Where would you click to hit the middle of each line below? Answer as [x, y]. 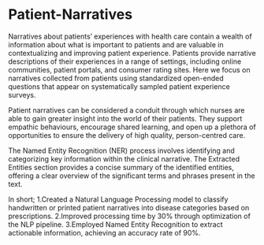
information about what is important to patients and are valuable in [116, 44]
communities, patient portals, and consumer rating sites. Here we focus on [129, 69]
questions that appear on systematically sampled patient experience [119, 86]
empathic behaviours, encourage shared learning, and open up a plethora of [132, 127]
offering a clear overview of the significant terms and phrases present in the [132, 176]
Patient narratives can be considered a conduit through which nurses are [126, 110]
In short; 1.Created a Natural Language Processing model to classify [118, 199]
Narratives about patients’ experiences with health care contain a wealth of [130, 36]
